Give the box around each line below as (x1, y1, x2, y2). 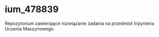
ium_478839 (5, 4, 59, 15)
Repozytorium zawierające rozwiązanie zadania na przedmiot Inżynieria (5, 20, 155, 26)
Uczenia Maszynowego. (5, 25, 55, 31)
